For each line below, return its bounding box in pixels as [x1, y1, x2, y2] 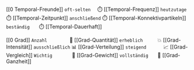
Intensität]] [6, 43, 32, 50]
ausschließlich [33, 45, 71, 50]
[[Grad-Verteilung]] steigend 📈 [78, 43, 169, 50]
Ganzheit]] [6, 58, 32, 65]
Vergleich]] [6, 52, 33, 58]
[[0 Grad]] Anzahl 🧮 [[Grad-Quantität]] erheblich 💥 [6, 36, 162, 43]
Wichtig [34, 53, 53, 58]
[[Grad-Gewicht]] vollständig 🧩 [77, 52, 161, 58]
